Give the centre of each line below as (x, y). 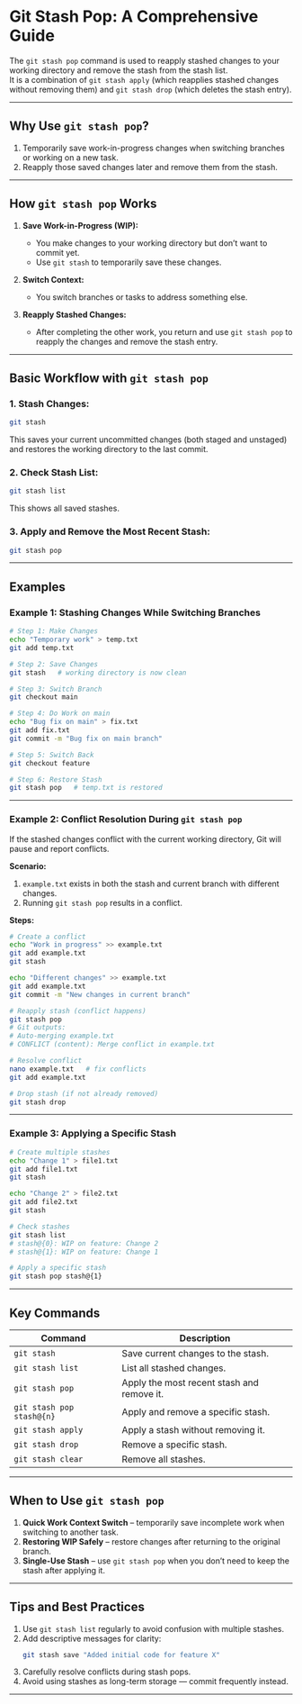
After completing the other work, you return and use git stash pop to (164, 331)
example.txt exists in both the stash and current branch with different (151, 884)
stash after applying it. (64, 1570)
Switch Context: (53, 279)
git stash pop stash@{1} (56, 1276)
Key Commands (55, 1313)
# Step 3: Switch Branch (56, 689)
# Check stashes (40, 1227)
